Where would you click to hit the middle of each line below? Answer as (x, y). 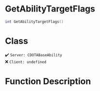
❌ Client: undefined (26, 62)
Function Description (48, 81)
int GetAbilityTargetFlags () (34, 22)
